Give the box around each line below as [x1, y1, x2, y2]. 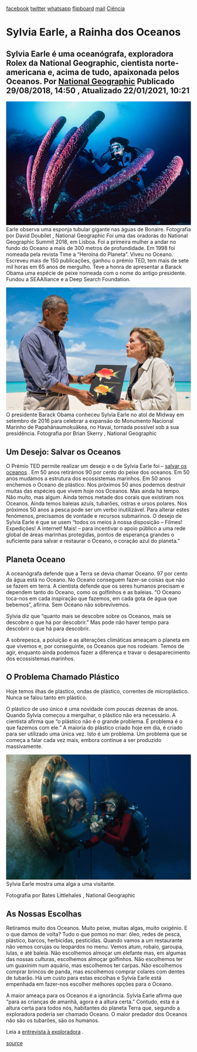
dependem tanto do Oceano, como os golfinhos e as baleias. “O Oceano [6, 588, 181, 595]
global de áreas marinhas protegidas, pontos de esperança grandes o [6, 531, 175, 538]
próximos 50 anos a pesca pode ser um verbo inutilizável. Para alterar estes [6, 506, 189, 513]
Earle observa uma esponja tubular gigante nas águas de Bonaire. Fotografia [6, 225, 191, 232]
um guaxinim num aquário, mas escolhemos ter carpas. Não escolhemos [6, 962, 182, 969]
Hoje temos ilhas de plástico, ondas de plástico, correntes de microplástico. [6, 687, 189, 694]
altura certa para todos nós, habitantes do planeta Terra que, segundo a [6, 1004, 180, 1011]
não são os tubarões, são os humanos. [6, 1017, 100, 1024]
